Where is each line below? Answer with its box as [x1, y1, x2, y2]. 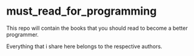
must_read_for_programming [6, 4, 157, 18]
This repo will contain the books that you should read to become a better [6, 24, 188, 32]
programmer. [6, 30, 39, 38]
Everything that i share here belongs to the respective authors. [6, 43, 162, 50]
